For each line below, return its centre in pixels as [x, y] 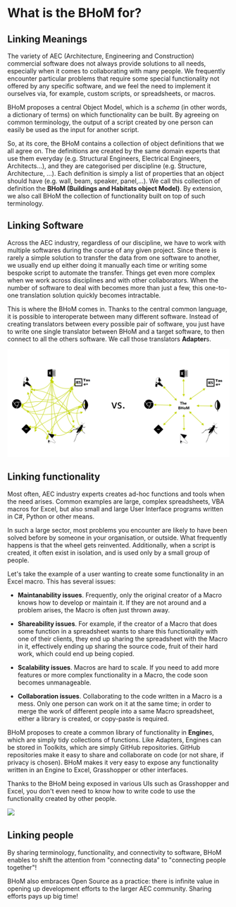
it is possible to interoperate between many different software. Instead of [113, 316]
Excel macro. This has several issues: [62, 581]
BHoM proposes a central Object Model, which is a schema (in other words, [117, 107]
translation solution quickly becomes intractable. [91, 295]
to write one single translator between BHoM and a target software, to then [116, 331]
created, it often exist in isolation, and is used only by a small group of [108, 552]
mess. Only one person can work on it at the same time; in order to [114, 704]
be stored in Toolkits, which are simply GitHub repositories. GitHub [104, 747]
